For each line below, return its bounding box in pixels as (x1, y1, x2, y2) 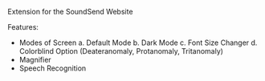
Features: (7, 22, 39, 31)
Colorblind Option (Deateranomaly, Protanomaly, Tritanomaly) (18, 47, 224, 55)
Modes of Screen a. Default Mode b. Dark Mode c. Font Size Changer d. (18, 38, 258, 47)
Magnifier (18, 55, 51, 64)
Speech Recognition (18, 63, 87, 73)
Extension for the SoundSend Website (7, 7, 133, 16)
